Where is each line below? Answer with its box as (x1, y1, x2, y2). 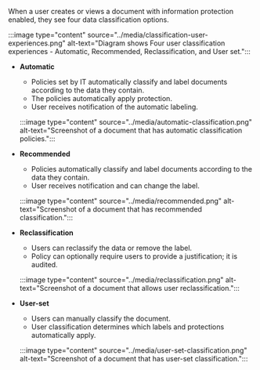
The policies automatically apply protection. (31, 94, 172, 103)
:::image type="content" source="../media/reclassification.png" (19, 275, 224, 285)
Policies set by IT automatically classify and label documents (31, 78, 228, 86)
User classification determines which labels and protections (31, 322, 225, 332)
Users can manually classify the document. (31, 314, 171, 323)
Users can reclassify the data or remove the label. (31, 243, 193, 252)
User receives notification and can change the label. (31, 181, 200, 190)
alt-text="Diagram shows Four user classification (67, 38, 226, 48)
